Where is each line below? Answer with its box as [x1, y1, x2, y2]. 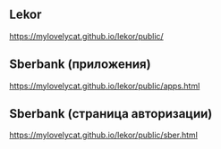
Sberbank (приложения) [9, 57, 151, 72]
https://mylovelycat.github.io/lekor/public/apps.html [9, 80, 200, 91]
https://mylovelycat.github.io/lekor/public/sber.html [9, 129, 199, 141]
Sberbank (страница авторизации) [9, 106, 213, 121]
